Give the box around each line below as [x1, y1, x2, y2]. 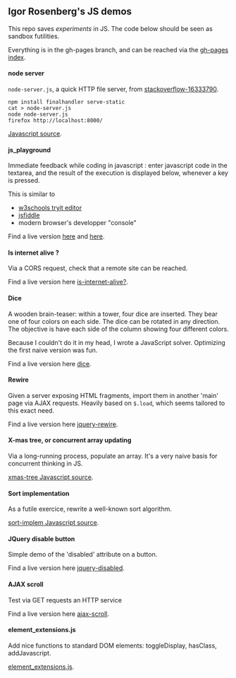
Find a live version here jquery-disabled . [8, 564, 125, 572]
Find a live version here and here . [8, 232, 105, 241]
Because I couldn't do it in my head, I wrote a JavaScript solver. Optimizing [8, 338, 226, 346]
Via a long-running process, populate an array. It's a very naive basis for [8, 452, 218, 461]
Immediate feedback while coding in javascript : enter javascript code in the [8, 162, 228, 170]
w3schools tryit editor [18, 204, 82, 212]
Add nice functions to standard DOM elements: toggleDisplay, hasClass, [8, 641, 217, 650]
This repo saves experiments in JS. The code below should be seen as [8, 24, 213, 32]
